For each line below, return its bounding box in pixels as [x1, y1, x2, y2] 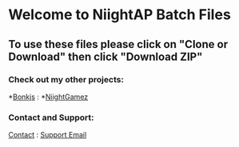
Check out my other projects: [8, 73, 124, 85]
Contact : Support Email [8, 130, 87, 140]
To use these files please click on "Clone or [8, 38, 229, 51]
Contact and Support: [8, 112, 94, 123]
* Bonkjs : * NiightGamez [8, 92, 89, 101]
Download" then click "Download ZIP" [8, 50, 203, 63]
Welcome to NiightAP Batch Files [8, 6, 232, 24]
